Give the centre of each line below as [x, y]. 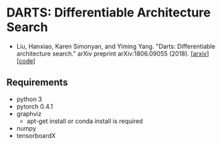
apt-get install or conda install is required [85, 121]
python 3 [29, 99]
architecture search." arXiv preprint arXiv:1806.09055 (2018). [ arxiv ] [113, 54]
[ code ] [26, 60]
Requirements [37, 83]
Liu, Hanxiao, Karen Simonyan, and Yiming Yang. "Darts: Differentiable [116, 46]
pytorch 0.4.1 [34, 106]
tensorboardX [36, 135]
